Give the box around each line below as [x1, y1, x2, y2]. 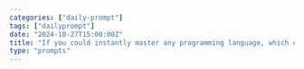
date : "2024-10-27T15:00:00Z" [9, 30, 124, 39]
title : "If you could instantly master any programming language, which [9, 38, 290, 47]
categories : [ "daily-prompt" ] [9, 13, 124, 22]
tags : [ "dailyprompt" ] [9, 22, 95, 30]
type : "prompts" [9, 47, 71, 56]
